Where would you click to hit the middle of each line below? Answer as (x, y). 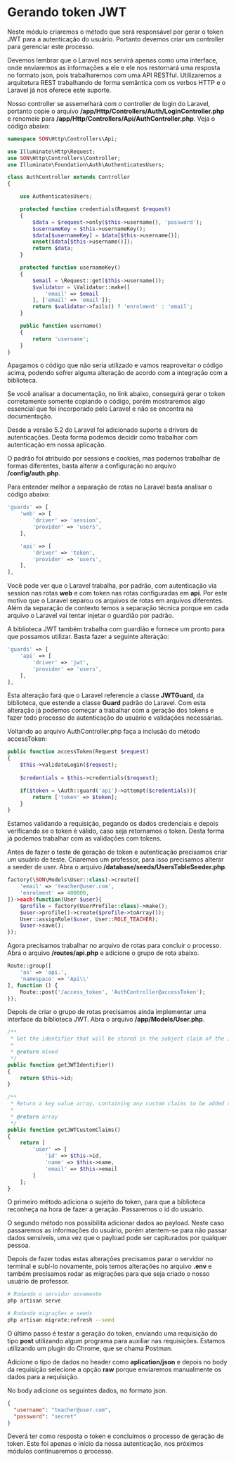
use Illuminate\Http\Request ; (52, 152)
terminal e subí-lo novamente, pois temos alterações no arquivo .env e (110, 1266)
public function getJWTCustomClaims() (64, 1130)
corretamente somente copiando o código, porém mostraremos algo (106, 402)
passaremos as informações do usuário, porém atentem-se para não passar (117, 1230)
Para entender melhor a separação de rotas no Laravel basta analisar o (110, 487)
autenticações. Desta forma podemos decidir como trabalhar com (103, 437)
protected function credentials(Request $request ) (96, 209)
